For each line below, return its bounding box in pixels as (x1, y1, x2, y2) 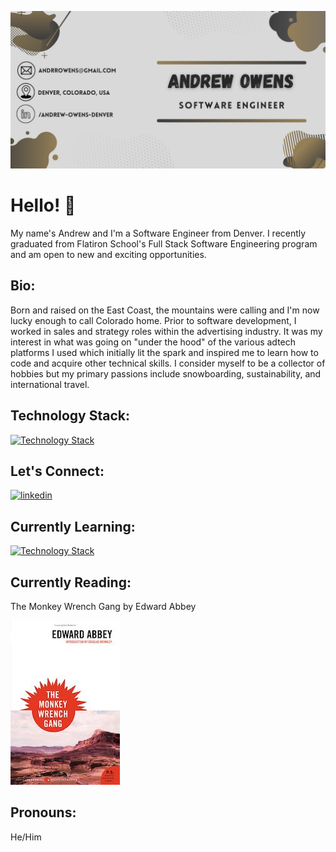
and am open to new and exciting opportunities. (10, 248, 207, 260)
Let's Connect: (10, 462, 105, 480)
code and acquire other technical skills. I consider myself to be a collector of (10, 357, 326, 369)
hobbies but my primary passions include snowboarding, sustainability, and (10, 367, 322, 380)
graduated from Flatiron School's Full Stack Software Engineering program (10, 237, 318, 250)
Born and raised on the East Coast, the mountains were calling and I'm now (10, 304, 320, 316)
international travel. (10, 378, 90, 390)
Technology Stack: (10, 407, 131, 425)
